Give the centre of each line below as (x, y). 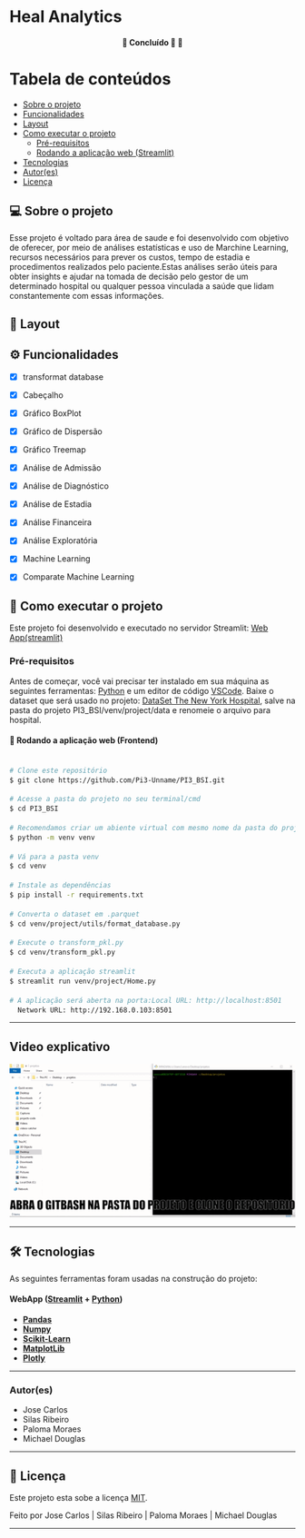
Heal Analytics (66, 17)
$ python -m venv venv (52, 838)
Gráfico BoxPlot (52, 413)
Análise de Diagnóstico (65, 486)
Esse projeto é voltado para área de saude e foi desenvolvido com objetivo (149, 237)
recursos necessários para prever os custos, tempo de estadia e (130, 257)
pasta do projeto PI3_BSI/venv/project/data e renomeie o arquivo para (140, 709)
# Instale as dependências (60, 886)
